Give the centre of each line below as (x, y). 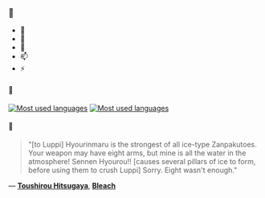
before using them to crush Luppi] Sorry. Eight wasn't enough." (132, 170)
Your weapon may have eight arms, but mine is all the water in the (137, 153)
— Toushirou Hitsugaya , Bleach (62, 185)
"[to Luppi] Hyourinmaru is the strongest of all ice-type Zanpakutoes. (142, 144)
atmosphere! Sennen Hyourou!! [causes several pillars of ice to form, (142, 161)
